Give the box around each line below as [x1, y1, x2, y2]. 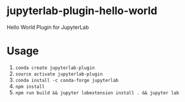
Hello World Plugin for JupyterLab [6, 24, 89, 31]
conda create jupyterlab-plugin [15, 65, 95, 71]
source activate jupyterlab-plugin [15, 71, 103, 77]
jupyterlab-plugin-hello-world [6, 4, 158, 18]
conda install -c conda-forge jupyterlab [15, 77, 118, 83]
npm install [15, 84, 45, 90]
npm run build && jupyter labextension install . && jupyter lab [15, 90, 179, 96]
